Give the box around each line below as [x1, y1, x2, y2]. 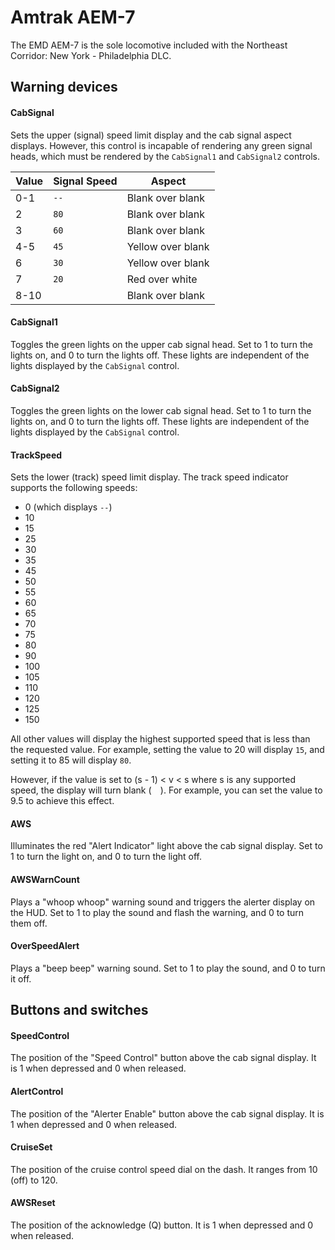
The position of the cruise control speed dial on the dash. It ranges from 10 [10, 1163, 318, 1175]
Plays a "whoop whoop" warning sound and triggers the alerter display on [10, 896, 316, 908]
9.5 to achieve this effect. [10, 795, 115, 807]
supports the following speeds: [10, 482, 138, 494]
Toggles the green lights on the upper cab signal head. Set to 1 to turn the [10, 338, 314, 350]
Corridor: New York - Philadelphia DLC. [10, 49, 172, 61]
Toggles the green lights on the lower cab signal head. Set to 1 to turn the [10, 404, 312, 416]
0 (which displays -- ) [24, 501, 113, 513]
